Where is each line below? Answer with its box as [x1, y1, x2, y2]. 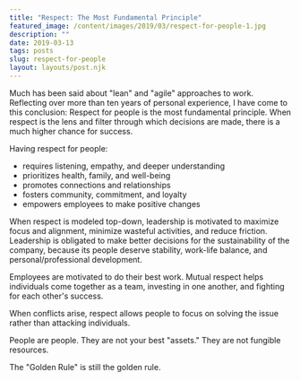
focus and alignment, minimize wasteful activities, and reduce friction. [9, 225, 268, 236]
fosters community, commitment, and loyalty [21, 189, 187, 200]
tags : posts [9, 47, 54, 56]
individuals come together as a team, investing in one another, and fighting [9, 281, 285, 291]
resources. [9, 344, 49, 355]
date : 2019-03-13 [9, 38, 74, 48]
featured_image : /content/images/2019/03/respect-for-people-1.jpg [9, 22, 267, 30]
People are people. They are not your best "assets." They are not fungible [9, 334, 281, 345]
